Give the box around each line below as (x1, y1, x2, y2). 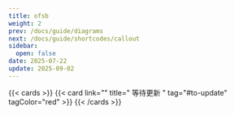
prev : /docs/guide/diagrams (8, 27, 104, 35)
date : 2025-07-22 (8, 57, 67, 66)
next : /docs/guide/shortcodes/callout (8, 34, 140, 43)
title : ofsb (8, 11, 49, 20)
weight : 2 (8, 19, 42, 28)
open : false (15, 49, 57, 57)
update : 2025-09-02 (8, 65, 75, 73)
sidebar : (8, 42, 38, 50)
